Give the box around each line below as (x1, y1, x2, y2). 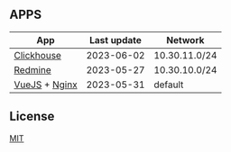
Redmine (14, 63, 51, 76)
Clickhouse (14, 49, 61, 61)
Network (166, 33, 205, 46)
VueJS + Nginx (14, 78, 79, 91)
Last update (88, 33, 143, 46)
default (152, 78, 184, 91)
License (9, 109, 55, 124)
